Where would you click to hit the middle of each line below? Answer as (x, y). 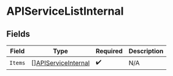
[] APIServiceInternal (60, 63)
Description (146, 51)
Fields (18, 34)
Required (109, 51)
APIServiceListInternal (65, 11)
